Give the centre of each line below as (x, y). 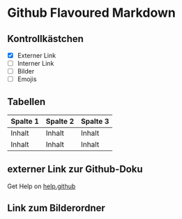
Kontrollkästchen (45, 39)
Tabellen (26, 102)
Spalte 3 (95, 122)
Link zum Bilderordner (56, 208)
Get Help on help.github (41, 186)
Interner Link (36, 64)
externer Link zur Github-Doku (75, 169)
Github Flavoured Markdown (91, 13)
